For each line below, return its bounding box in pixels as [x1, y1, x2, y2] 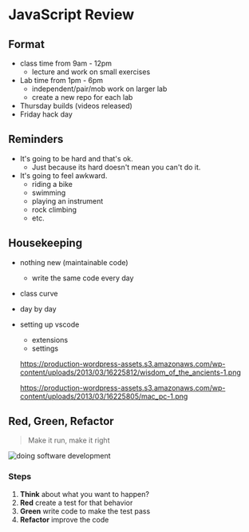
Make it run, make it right [27, 435, 110, 445]
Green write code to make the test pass [19, 506, 151, 516]
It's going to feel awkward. [19, 170, 108, 181]
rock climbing [31, 204, 77, 214]
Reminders [8, 133, 64, 146]
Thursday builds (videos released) [19, 101, 133, 110]
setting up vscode [19, 320, 80, 329]
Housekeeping [8, 236, 82, 250]
